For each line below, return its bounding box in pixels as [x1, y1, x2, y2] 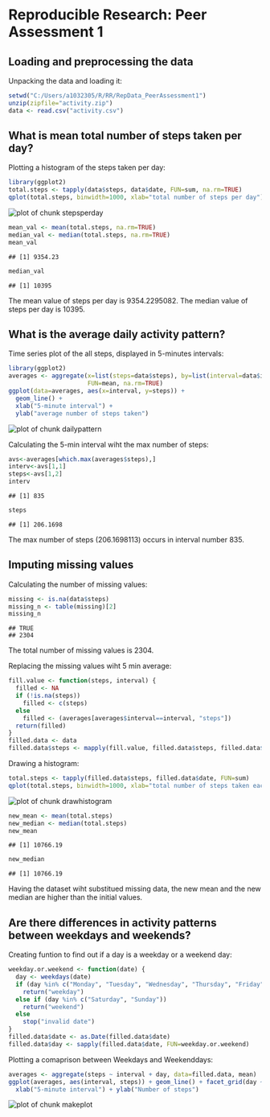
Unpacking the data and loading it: [8, 76, 123, 85]
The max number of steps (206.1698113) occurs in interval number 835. [8, 534, 245, 544]
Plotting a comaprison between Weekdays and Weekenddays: [8, 1054, 214, 1064]
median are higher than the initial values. [8, 892, 143, 902]
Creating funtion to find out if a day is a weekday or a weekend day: [8, 950, 232, 959]
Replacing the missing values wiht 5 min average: [8, 662, 172, 671]
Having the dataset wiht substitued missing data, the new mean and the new [8, 884, 261, 894]
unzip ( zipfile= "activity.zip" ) [8, 99, 113, 107]
